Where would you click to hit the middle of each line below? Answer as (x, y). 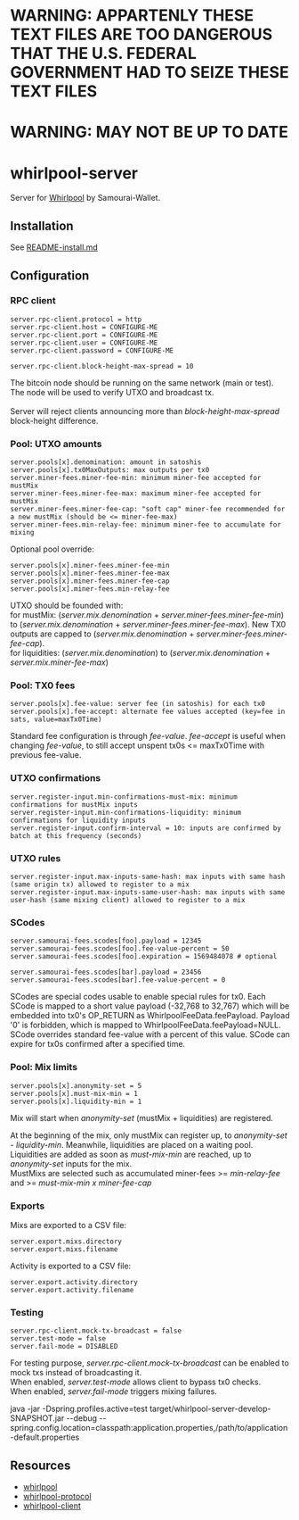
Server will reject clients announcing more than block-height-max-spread (145, 411)
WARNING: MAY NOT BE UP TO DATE (149, 133)
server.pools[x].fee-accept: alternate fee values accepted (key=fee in (148, 712)
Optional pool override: (52, 549)
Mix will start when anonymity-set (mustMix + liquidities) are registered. (142, 1117)
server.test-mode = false (58, 1339)
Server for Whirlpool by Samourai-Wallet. (85, 198)
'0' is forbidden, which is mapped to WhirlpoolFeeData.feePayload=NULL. (145, 1025)
